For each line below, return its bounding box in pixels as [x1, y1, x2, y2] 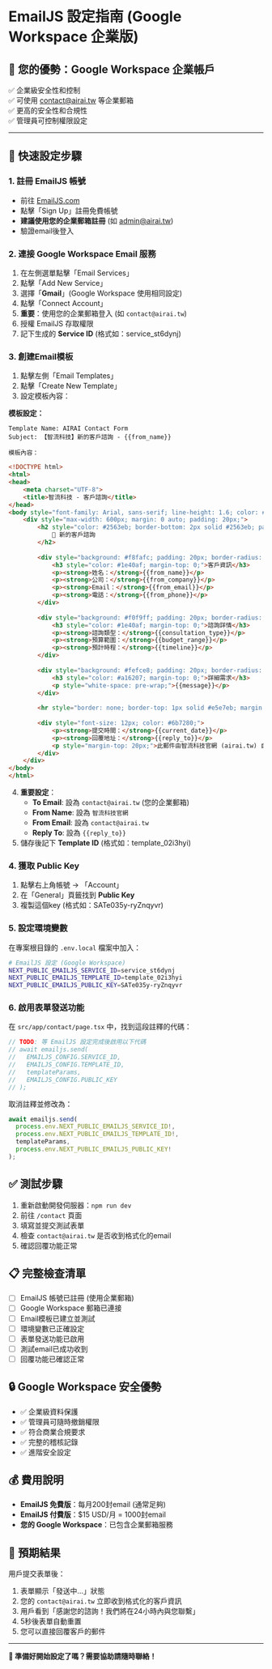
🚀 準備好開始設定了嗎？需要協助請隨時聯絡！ [8, 1651, 157, 1661]
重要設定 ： [19, 787, 57, 798]
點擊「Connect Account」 [19, 298, 108, 308]
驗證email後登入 [19, 226, 74, 236]
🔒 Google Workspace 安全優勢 [8, 1380, 162, 1394]
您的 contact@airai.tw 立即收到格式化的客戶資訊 [19, 1596, 182, 1606]
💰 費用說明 [8, 1473, 65, 1487]
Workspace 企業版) [8, 28, 139, 46]
